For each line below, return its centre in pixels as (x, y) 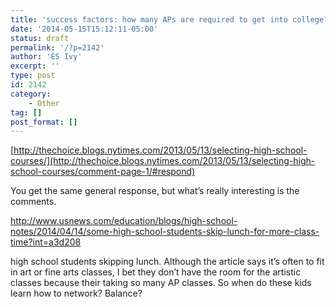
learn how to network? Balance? (76, 293)
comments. (33, 202)
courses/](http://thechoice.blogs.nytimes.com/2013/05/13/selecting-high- (163, 161)
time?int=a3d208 (46, 242)
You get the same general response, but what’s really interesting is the (155, 191)
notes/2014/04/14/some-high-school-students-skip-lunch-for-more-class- (165, 232)
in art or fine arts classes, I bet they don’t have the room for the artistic (156, 272)
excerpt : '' (35, 66)
